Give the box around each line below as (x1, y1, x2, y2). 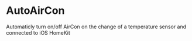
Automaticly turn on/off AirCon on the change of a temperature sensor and (6, 23, 186, 30)
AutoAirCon (6, 4, 65, 17)
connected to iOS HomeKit (6, 29, 70, 36)
